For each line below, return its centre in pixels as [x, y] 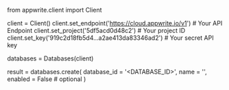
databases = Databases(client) [50, 58]
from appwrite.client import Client [55, 10]
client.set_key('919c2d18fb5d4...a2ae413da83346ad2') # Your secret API [110, 38]
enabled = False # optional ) [47, 79]
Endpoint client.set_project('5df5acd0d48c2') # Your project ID [96, 31]
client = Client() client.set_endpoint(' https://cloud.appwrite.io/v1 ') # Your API [115, 23]
